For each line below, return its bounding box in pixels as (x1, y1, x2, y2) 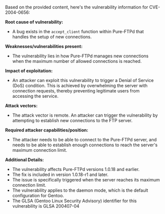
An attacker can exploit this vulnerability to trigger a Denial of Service (12, 78, 154, 83)
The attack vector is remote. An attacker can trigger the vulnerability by (12, 112, 158, 118)
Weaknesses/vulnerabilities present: (5, 43, 83, 49)
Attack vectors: (5, 103, 38, 108)
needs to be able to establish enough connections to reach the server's (12, 142, 158, 148)
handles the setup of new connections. (12, 34, 92, 40)
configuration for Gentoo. (12, 193, 64, 198)
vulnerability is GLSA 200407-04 (12, 203, 80, 209)
